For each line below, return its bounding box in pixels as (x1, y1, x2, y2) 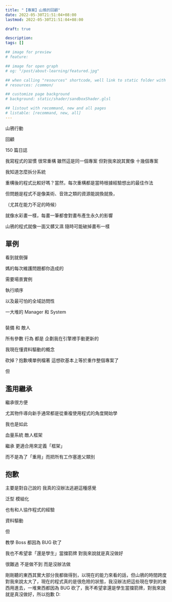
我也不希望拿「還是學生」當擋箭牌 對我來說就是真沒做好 (5, 550, 123, 556)
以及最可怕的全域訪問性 (5, 298, 55, 304)
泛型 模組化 (5, 495, 29, 501)
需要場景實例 (5, 276, 32, 282)
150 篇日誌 (5, 147, 28, 153)
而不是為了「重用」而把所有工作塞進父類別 (5, 453, 95, 459)
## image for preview (5, 50, 52, 55)
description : (5, 35, 33, 41)
